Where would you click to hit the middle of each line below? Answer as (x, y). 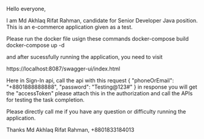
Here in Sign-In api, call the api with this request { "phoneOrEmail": (90, 80)
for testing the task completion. (46, 100)
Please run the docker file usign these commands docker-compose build (97, 39)
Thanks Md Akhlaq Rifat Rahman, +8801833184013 (70, 130)
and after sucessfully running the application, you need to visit (85, 57)
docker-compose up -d (36, 45)
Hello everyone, (26, 9)
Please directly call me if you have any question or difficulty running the (96, 111)
